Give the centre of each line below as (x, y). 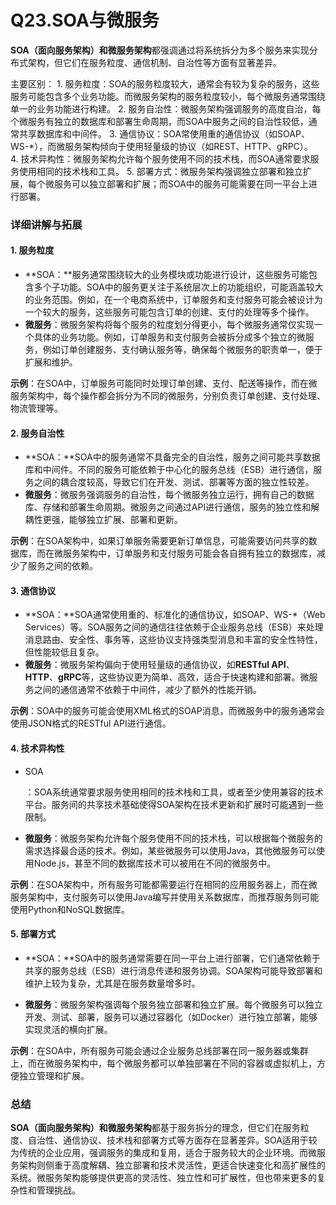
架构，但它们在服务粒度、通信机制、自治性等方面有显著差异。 (154, 62)
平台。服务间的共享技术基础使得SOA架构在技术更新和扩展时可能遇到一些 (174, 804)
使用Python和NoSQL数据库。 (70, 909)
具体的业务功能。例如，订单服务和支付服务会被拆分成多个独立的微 (169, 337)
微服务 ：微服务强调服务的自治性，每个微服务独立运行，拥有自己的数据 (169, 495)
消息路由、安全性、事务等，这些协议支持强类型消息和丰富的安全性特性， (173, 640)
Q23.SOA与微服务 (85, 20)
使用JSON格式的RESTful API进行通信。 (91, 723)
